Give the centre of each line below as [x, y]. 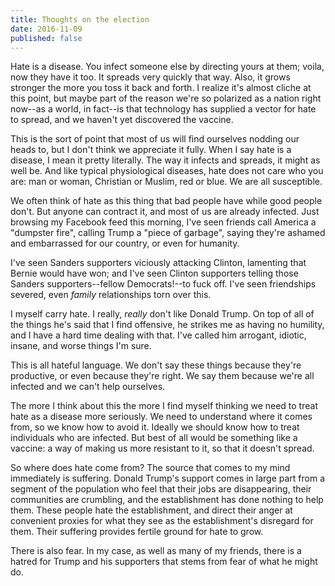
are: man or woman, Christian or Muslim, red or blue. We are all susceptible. [166, 182]
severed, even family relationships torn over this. [111, 295]
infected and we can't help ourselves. [88, 387]
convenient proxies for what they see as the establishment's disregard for [162, 521]
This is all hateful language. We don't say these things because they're [156, 365]
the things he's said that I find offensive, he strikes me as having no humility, [167, 325]
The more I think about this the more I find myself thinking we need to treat [164, 406]
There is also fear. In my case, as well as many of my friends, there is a [156, 551]
